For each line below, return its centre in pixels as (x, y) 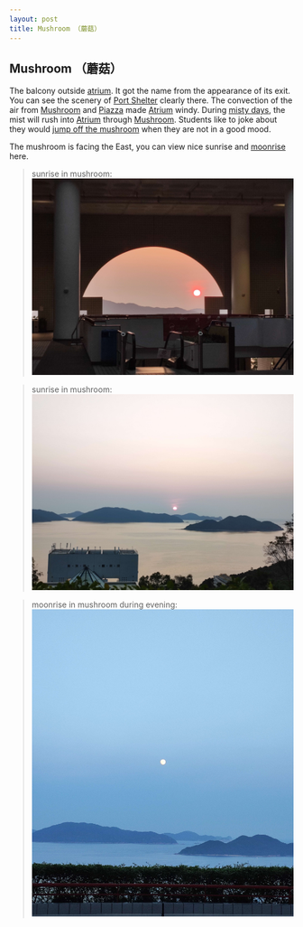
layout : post (34, 19)
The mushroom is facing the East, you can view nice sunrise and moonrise (147, 147)
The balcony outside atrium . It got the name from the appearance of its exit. (150, 91)
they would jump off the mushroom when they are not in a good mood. (140, 129)
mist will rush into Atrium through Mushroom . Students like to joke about (143, 120)
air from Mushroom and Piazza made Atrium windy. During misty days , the (147, 110)
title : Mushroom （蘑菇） (55, 28)
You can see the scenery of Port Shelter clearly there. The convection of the (151, 100)
